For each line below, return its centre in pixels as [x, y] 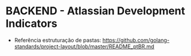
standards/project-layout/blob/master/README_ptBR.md [84, 46]
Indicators [31, 24]
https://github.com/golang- [136, 40]
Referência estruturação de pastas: [57, 40]
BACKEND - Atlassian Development [95, 11]
